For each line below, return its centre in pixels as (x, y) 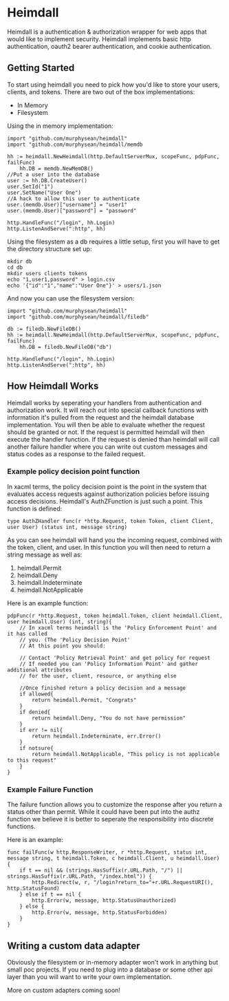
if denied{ (35, 712)
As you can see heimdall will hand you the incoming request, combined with (115, 540)
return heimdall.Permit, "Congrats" (84, 700)
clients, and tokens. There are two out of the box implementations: (101, 92)
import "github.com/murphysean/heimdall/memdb (75, 144)
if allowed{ (36, 694)
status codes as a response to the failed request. (76, 454)
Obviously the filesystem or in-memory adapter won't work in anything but (113, 962)
